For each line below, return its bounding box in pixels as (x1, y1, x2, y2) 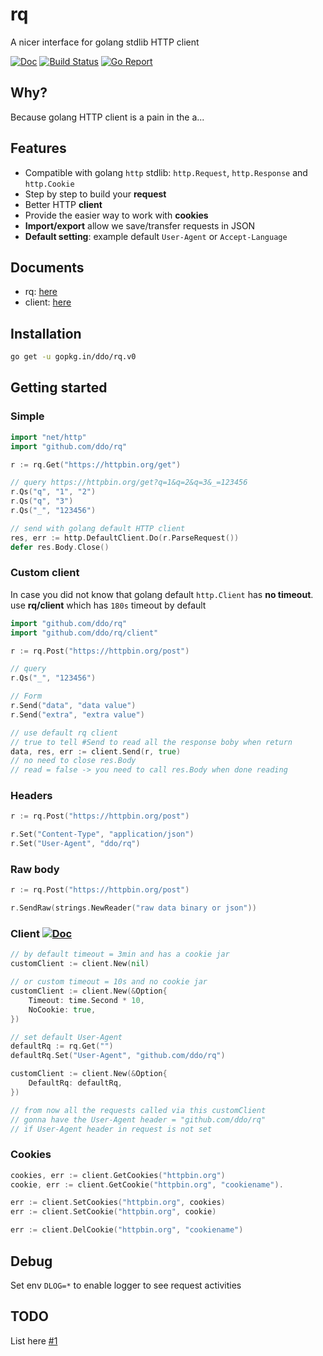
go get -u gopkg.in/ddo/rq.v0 (10, 352, 137, 362)
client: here (24, 296, 72, 308)
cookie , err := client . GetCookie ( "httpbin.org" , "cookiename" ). (10, 1179, 284, 1190)
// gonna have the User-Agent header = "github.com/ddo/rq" (10, 1114, 267, 1125)
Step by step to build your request (24, 188, 167, 200)
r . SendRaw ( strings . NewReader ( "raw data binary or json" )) (10, 903, 257, 913)
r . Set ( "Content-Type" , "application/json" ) (10, 829, 195, 840)
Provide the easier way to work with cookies (24, 209, 209, 221)
